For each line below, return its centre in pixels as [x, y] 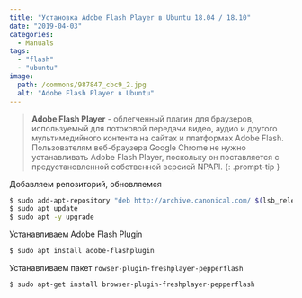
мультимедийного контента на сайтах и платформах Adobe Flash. [158, 138]
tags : [19, 51]
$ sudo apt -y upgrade [52, 217]
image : [22, 77]
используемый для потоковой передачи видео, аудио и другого [154, 128]
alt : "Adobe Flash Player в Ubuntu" [86, 93]
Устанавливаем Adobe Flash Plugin [76, 234]
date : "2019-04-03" [46, 26]
